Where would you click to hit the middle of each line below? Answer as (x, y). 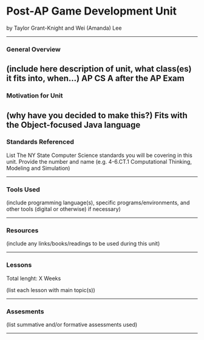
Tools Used (23, 189)
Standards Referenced (40, 142)
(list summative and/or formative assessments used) (72, 325)
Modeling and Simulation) (38, 168)
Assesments (25, 312)
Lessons (19, 265)
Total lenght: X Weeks (34, 278)
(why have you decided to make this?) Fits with (97, 115)
